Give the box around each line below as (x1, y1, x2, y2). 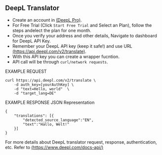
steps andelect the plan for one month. (12, 27, 91, 33)
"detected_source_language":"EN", (23, 118, 94, 123)
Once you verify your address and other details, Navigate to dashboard (12, 32, 157, 38)
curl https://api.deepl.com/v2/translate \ (5, 78, 96, 83)
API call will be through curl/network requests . (12, 59, 108, 64)
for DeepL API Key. (12, 38, 51, 44)
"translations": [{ (14, 113, 54, 118)
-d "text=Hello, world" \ (14, 86, 70, 92)
